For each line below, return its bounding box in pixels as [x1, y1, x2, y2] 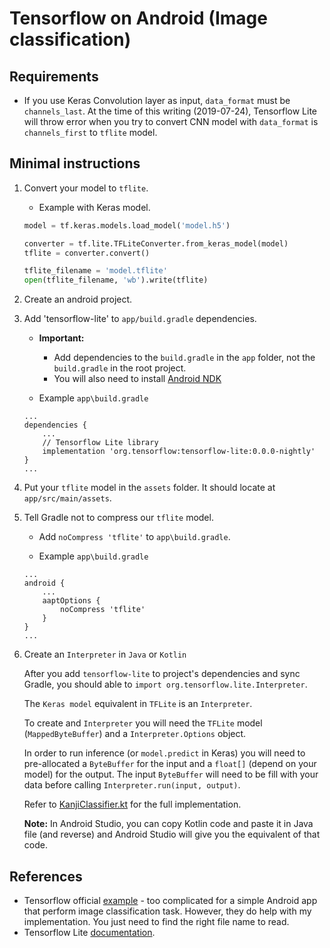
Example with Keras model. [38, 201, 151, 213]
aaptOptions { [42, 596, 101, 606]
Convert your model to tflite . [23, 182, 149, 194]
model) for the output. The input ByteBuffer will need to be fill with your [23, 768, 319, 781]
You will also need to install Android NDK [53, 373, 222, 385]
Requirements [9, 68, 99, 85]
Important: [38, 332, 85, 344]
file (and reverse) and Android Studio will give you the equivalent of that [23, 828, 321, 841]
